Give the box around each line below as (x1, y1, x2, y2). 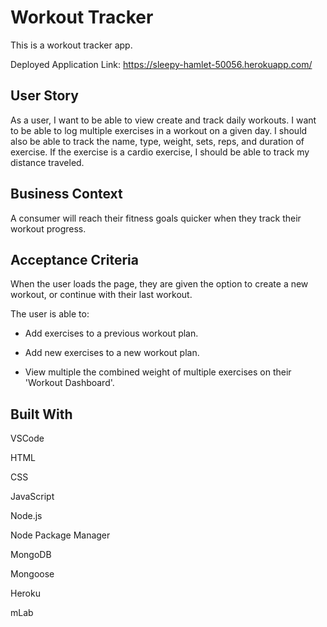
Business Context (10, 186, 123, 203)
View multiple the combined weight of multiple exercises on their (24, 366, 292, 378)
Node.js (10, 510, 43, 522)
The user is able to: (10, 308, 90, 320)
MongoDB (10, 549, 52, 561)
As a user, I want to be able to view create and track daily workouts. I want (10, 114, 317, 126)
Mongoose (10, 568, 55, 580)
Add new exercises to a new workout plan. (24, 347, 200, 359)
